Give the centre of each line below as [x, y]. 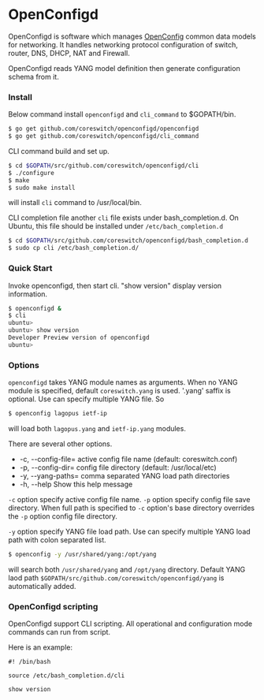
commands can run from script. [59, 632]
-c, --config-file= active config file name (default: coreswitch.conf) [128, 459]
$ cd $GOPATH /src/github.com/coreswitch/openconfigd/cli [104, 166]
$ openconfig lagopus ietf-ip [58, 414]
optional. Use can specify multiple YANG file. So [86, 399]
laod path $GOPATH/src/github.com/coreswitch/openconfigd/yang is [116, 578]
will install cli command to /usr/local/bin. [75, 203]
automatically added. [42, 586]
